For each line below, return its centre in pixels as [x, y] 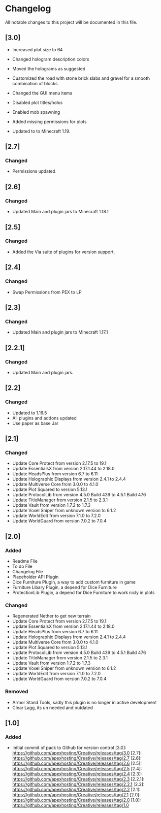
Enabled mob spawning [36, 112]
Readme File [25, 561]
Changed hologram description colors [51, 59]
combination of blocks [35, 83]
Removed [17, 691]
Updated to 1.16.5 [30, 413]
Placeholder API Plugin [35, 577]
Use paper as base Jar [35, 423]
